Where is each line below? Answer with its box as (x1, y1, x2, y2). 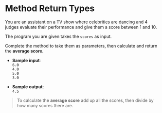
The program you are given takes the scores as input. (5, 33, 112, 39)
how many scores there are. (17, 102, 73, 108)
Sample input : (12, 57, 41, 63)
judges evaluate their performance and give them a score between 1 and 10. (5, 24, 157, 30)
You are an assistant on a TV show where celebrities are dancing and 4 (5, 19, 148, 25)
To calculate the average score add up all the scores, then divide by (17, 97, 154, 103)
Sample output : (12, 83, 44, 90)
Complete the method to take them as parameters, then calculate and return (5, 43, 158, 48)
